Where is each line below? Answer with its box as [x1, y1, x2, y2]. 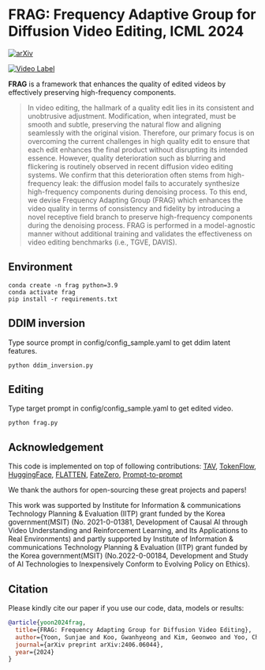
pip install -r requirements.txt [8, 295, 118, 303]
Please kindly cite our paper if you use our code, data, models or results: [8, 604, 244, 612]
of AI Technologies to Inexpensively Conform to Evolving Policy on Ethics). [8, 559, 251, 569]
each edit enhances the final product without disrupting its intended [27, 145, 248, 154]
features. [8, 346, 38, 355]
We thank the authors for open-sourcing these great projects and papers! [8, 485, 247, 495]
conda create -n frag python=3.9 [8, 281, 118, 290]
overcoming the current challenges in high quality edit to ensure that [27, 136, 250, 146]
